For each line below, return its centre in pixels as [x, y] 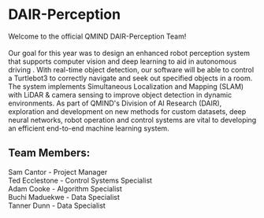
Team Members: [49, 153]
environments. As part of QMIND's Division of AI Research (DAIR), [115, 103]
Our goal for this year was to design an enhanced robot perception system [129, 53]
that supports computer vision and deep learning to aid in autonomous [123, 61]
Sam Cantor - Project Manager [58, 172]
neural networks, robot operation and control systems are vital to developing [132, 120]
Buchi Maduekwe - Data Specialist [64, 197]
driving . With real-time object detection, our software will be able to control [131, 69]
